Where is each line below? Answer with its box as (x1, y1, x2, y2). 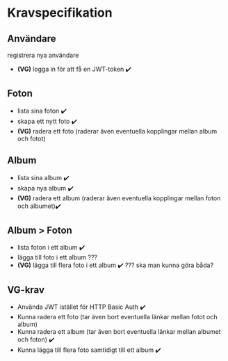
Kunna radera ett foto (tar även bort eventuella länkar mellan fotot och (17, 313, 218, 321)
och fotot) (17, 134, 47, 143)
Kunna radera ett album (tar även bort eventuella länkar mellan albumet (17, 328, 221, 336)
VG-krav (7, 284, 45, 296)
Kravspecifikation (7, 5, 113, 21)
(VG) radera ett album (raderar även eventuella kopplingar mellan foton (17, 193, 221, 202)
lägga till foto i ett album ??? (17, 253, 98, 262)
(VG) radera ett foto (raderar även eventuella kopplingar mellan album (17, 127, 218, 135)
